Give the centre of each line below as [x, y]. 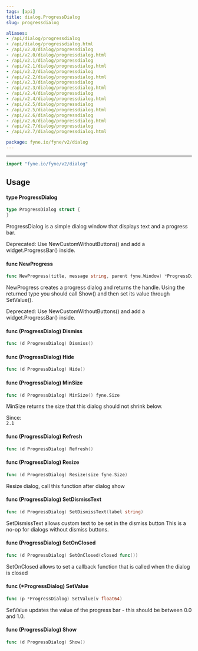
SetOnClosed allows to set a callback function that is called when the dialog [98, 566]
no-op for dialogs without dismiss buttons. [57, 529]
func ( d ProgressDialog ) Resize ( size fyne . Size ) [67, 474]
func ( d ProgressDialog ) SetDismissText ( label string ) [75, 512]
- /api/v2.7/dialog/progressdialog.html [57, 132]
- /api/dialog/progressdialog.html [50, 44]
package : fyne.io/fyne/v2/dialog [47, 142]
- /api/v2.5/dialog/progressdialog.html [57, 109]
